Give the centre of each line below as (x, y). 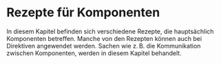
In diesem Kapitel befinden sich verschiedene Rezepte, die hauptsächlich (110, 31)
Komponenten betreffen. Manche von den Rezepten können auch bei (104, 38)
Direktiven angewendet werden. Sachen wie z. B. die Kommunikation (104, 46)
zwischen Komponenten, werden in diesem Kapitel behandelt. (94, 53)
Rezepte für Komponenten (83, 13)
